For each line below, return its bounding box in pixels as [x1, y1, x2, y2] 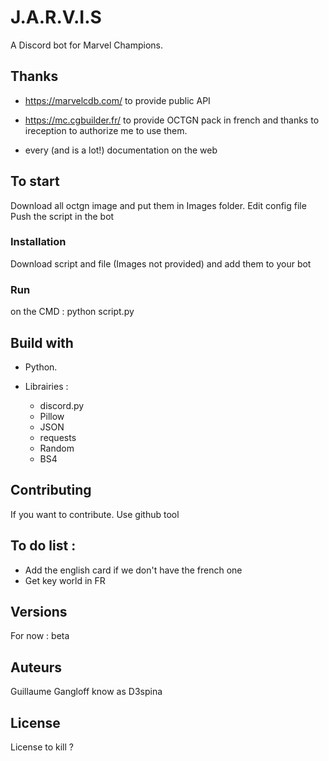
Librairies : [24, 380, 69, 392]
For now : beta [10, 630, 70, 642]
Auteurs [10, 659, 63, 676]
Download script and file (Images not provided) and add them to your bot [10, 257, 312, 270]
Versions [10, 603, 68, 620]
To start [10, 173, 60, 190]
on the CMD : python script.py [10, 306, 135, 318]
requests [39, 431, 77, 443]
